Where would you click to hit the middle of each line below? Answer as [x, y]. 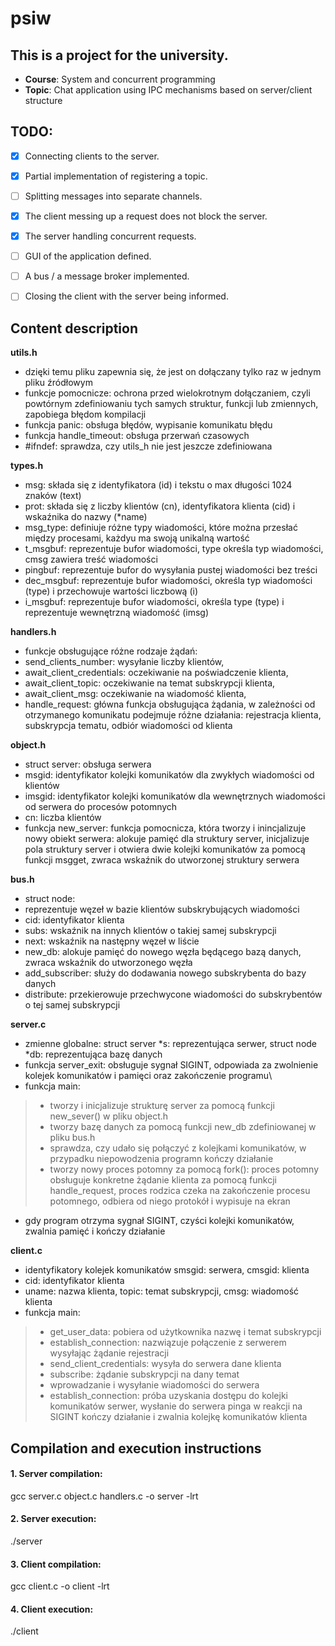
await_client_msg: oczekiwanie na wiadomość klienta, [135, 694]
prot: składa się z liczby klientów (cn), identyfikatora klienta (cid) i [160, 506]
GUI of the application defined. [88, 256]
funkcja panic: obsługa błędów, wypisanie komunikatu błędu [148, 425]
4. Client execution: [52, 1609]
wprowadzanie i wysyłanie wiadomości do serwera [154, 1385]
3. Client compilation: [56, 1564]
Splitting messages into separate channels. [113, 196]
